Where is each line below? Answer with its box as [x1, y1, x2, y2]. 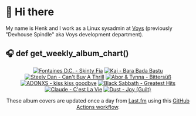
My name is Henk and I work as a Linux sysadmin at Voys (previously [5, 25, 173, 32]
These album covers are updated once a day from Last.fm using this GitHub [6, 97, 190, 104]
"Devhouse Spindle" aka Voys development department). [5, 30, 144, 37]
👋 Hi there [5, 5, 54, 19]
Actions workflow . [76, 103, 120, 110]
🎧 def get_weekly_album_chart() [5, 49, 129, 59]
